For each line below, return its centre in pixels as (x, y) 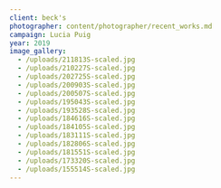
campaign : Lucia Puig (50, 34)
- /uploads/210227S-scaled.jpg (77, 69)
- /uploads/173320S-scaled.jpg (77, 160)
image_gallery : (38, 52)
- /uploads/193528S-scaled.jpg (77, 110)
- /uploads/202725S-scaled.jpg (77, 77)
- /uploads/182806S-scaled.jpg (77, 144)
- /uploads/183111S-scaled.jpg (77, 136)
